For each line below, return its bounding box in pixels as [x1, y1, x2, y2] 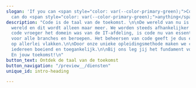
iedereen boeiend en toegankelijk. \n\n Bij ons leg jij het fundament [11, 47, 184, 52]
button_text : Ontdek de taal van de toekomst [6, 57, 118, 63]
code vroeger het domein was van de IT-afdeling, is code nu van [11, 30, 174, 36]
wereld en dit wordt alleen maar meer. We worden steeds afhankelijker [11, 24, 190, 31]
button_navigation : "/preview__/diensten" [6, 62, 111, 69]
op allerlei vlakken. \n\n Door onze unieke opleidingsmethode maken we [11, 41, 187, 47]
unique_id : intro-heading [6, 68, 69, 74]
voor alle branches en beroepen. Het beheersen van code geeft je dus [11, 36, 187, 41]
